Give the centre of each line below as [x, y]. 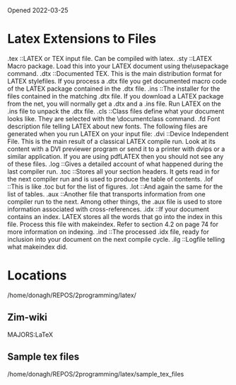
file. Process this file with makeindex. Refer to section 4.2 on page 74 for [113, 224]
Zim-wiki [28, 317]
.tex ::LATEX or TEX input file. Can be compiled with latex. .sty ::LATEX [110, 58]
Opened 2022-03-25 [38, 10]
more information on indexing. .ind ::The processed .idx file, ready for [108, 231]
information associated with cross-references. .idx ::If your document [108, 209]
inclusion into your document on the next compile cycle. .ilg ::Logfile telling [116, 239]
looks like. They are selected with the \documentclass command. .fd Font [114, 118]
